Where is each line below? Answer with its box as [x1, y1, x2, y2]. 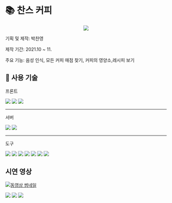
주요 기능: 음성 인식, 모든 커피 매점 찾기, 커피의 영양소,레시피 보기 [5, 57, 135, 63]
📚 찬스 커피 [5, 5, 52, 16]
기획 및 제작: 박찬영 [5, 35, 44, 41]
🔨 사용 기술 [5, 74, 38, 82]
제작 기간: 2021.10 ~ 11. [5, 46, 52, 52]
